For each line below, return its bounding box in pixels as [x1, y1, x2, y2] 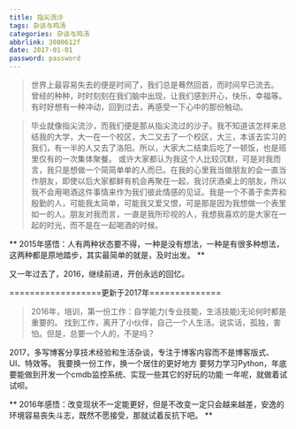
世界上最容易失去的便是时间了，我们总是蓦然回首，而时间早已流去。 [30, 80, 279, 89]
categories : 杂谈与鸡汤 [9, 29, 90, 38]
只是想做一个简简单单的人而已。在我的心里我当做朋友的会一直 [54, 165, 279, 175]
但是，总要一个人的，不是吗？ [46, 328, 156, 339]
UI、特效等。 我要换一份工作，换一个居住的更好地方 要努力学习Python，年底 [9, 358, 287, 368]
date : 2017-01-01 [9, 46, 73, 55]
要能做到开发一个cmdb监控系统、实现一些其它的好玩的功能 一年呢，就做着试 [9, 369, 288, 379]
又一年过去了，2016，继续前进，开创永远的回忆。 [9, 269, 190, 279]
